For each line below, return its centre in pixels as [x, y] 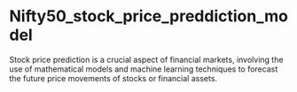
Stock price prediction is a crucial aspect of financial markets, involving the [146, 59]
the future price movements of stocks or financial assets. [113, 78]
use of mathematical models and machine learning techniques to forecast [144, 69]
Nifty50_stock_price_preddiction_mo [148, 16]
